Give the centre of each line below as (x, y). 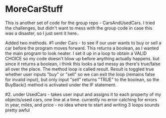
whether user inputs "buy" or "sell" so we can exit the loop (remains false (80, 74)
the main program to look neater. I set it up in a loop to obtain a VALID (76, 53)
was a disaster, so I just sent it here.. (42, 33)
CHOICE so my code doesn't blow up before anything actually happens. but (82, 58)
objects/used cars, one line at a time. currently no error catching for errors (81, 99)
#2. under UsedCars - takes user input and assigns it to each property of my (83, 94)
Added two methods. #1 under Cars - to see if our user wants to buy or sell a (83, 42)
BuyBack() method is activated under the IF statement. (61, 84)
